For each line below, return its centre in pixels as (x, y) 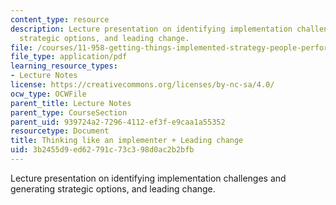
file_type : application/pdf (69, 57)
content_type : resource (60, 19)
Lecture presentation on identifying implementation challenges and (148, 178)
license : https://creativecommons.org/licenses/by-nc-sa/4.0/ (142, 85)
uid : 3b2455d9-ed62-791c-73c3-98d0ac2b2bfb (102, 150)
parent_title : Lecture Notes (71, 103)
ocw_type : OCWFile (48, 94)
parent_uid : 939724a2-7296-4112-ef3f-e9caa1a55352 (118, 122)
